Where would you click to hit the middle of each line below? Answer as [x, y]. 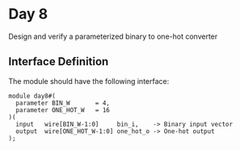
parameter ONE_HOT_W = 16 [63, 110]
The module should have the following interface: [89, 81]
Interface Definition [59, 62]
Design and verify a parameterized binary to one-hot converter [113, 36]
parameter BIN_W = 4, [63, 103]
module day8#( [32, 96]
